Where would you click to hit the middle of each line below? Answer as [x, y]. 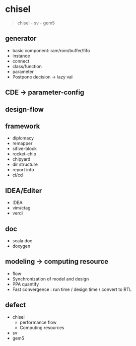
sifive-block [25, 149]
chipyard [21, 159]
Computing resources [42, 327]
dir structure [25, 164]
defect [16, 305]
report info [23, 170]
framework [23, 126]
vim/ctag [21, 208]
